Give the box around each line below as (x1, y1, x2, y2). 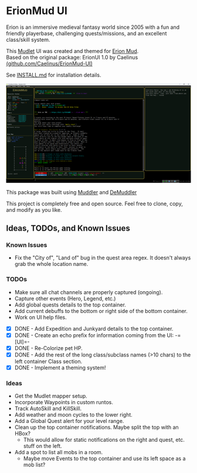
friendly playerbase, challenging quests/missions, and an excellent (6, 29, 167, 36)
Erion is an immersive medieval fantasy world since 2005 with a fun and (6, 24, 180, 31)
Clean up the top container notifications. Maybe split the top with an (14, 424, 179, 431)
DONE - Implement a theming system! (14, 364, 107, 371)
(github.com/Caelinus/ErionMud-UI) (6, 60, 93, 67)
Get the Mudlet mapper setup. (14, 392, 88, 399)
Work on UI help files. (14, 314, 67, 321)
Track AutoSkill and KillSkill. (14, 405, 82, 412)
